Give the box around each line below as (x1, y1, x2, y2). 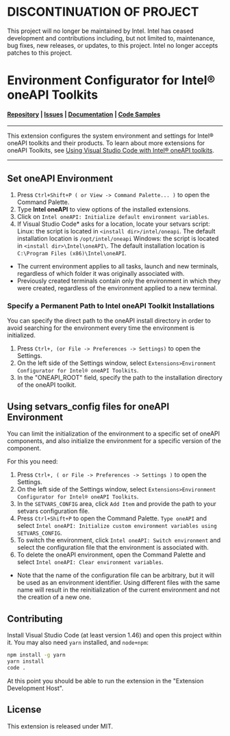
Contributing (7, 613, 63, 624)
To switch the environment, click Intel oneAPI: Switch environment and (16, 536, 221, 544)
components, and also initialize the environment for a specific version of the (7, 437, 221, 445)
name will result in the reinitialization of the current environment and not (16, 586, 220, 594)
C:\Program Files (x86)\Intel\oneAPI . (16, 249, 127, 257)
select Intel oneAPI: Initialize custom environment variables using (16, 522, 217, 530)
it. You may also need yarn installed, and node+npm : (7, 638, 149, 647)
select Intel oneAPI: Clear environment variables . (16, 558, 164, 566)
